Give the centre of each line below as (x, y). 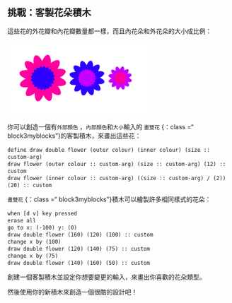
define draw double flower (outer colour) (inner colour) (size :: (109, 150)
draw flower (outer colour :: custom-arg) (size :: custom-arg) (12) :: (117, 164)
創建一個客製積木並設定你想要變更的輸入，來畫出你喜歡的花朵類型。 (106, 277)
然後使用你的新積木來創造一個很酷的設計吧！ (72, 292)
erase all (22, 220)
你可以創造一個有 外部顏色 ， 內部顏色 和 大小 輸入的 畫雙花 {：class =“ (101, 126)
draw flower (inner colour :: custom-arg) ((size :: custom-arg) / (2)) (117, 178)
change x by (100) (34, 242)
